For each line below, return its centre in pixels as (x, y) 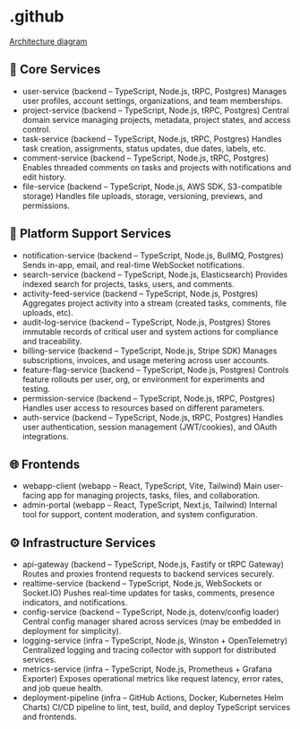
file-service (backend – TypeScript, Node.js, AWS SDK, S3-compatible (152, 187)
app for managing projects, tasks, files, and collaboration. (154, 496)
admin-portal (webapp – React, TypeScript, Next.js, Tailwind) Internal (150, 505)
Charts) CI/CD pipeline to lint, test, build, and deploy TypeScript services (156, 707)
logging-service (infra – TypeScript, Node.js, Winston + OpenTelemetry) (155, 641)
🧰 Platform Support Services (90, 234)
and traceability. (52, 341)
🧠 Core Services (55, 69)
